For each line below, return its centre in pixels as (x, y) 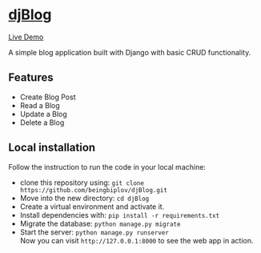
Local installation (52, 148)
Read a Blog (40, 105)
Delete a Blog (42, 122)
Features (31, 78)
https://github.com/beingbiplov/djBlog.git (94, 190)
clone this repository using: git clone (82, 183)
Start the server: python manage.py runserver (94, 232)
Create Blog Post (48, 97)
